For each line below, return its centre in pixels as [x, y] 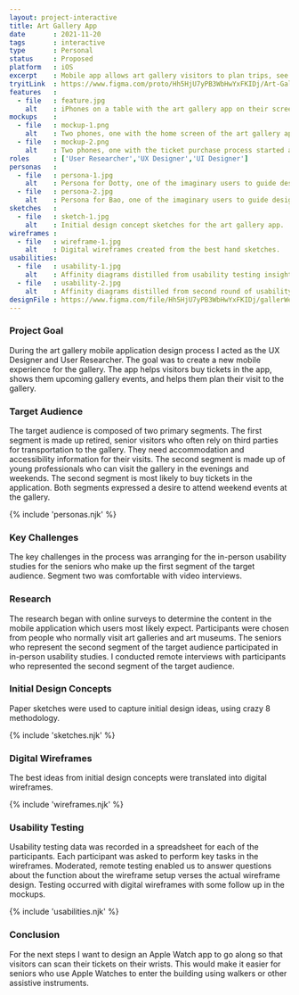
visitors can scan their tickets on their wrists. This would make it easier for [145, 964]
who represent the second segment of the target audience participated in [144, 647]
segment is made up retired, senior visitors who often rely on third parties [144, 440]
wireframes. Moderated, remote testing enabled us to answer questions [141, 866]
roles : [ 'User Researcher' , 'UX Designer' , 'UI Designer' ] [129, 158]
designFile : [33, 300]
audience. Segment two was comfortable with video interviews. [126, 576]
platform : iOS [41, 68]
